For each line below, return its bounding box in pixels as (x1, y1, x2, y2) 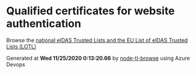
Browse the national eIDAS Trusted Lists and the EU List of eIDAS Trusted (6, 36, 188, 44)
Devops (6, 61, 25, 68)
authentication (6, 17, 81, 30)
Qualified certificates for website (6, 4, 175, 18)
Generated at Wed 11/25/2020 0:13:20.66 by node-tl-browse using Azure (6, 54, 191, 61)
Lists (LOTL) (6, 43, 37, 50)
